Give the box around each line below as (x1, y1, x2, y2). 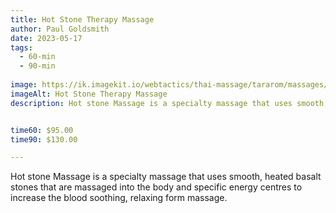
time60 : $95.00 (10, 125, 74, 135)
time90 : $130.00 (10, 134, 78, 145)
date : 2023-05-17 (10, 33, 83, 43)
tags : (10, 42, 33, 53)
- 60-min (19, 52, 56, 62)
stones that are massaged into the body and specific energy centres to (10, 181, 303, 193)
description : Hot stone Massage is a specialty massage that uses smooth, (10, 98, 329, 108)
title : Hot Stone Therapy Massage (10, 14, 155, 25)
